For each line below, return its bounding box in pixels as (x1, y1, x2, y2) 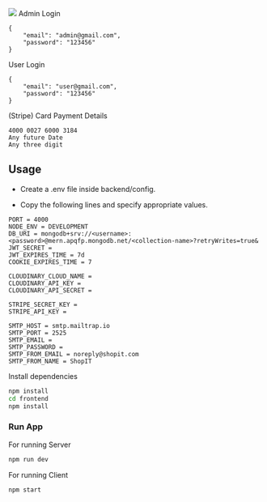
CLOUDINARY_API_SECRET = (8, 286, 92, 295)
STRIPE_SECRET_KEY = (8, 300, 78, 308)
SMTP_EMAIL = (8, 336, 53, 344)
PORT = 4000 (8, 215, 49, 223)
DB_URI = (8, 229, 38, 238)
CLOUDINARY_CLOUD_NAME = (8, 272, 92, 280)
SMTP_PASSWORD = (8, 342, 63, 351)
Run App (8, 421, 43, 432)
